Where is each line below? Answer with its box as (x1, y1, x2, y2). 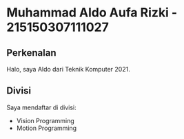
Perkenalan (6, 47, 57, 58)
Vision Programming (16, 116, 75, 125)
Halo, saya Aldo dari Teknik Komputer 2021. (6, 65, 130, 73)
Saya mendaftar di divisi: (6, 103, 76, 111)
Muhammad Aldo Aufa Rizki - (6, 5, 178, 21)
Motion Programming (16, 124, 77, 132)
